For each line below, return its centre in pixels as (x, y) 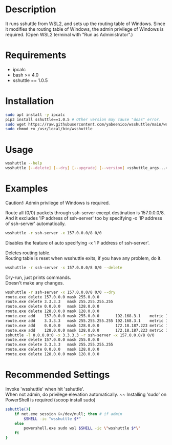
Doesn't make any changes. (35, 282)
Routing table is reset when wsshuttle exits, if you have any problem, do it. (84, 258)
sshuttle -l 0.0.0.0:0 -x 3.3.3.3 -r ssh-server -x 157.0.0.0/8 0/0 (80, 335)
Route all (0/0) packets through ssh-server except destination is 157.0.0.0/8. (85, 213)
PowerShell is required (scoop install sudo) (50, 400)
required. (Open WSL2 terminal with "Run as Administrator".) (69, 34)
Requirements (36, 55)
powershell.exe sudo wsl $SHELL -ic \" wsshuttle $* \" (82, 428)
